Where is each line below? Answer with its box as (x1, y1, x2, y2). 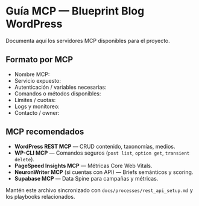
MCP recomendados (5, 127, 84, 137)
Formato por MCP (5, 54, 74, 65)
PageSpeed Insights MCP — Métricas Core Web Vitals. (14, 162, 153, 169)
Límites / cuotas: (14, 96, 56, 103)
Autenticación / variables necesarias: (14, 83, 107, 91)
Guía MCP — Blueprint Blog (5, 4, 145, 18)
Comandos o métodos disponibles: (14, 89, 101, 97)
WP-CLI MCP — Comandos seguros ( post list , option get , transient (14, 149, 190, 156)
